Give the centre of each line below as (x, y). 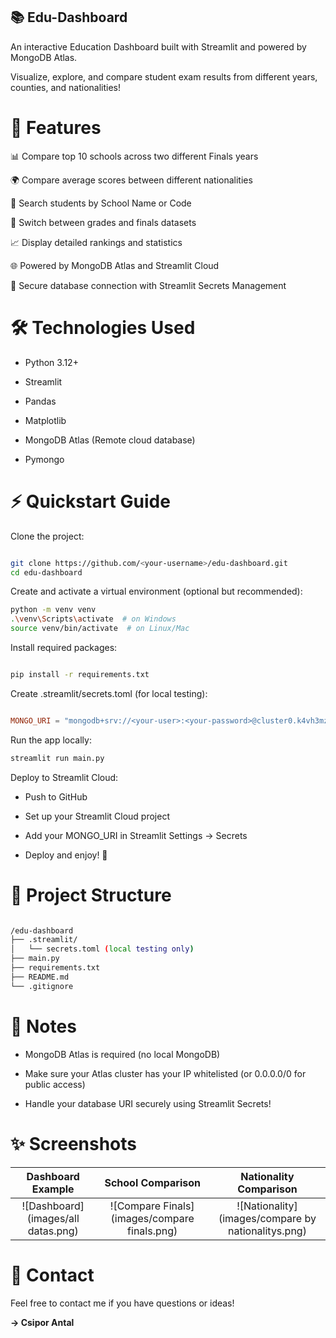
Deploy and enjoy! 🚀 (66, 855)
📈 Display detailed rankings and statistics (96, 242)
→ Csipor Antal (42, 1322)
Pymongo (44, 459)
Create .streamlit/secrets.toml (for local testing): (109, 693)
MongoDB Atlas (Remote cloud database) (110, 440)
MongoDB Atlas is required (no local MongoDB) (122, 1054)
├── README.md (40, 977)
